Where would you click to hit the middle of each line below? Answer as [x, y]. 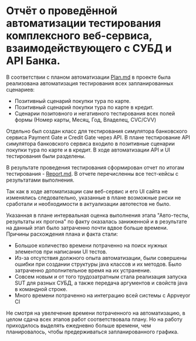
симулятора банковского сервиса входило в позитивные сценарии [90, 143]
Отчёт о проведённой [62, 11]
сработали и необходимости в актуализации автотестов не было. [89, 203]
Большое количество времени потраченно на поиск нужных [91, 245]
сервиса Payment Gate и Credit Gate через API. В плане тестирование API [98, 137]
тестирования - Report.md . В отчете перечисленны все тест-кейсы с [92, 173]
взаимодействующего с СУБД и [89, 49]
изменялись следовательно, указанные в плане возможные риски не [94, 198]
